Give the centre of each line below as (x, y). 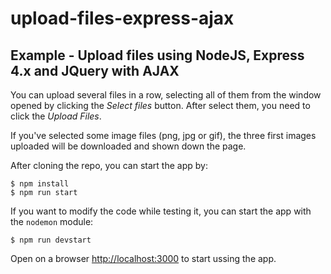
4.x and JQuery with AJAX (95, 70)
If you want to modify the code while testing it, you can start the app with (161, 211)
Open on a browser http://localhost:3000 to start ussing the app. (143, 258)
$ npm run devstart (51, 240)
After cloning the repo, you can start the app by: (109, 165)
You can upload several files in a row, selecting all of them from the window (166, 95)
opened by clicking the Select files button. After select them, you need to (160, 105)
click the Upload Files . (56, 116)
